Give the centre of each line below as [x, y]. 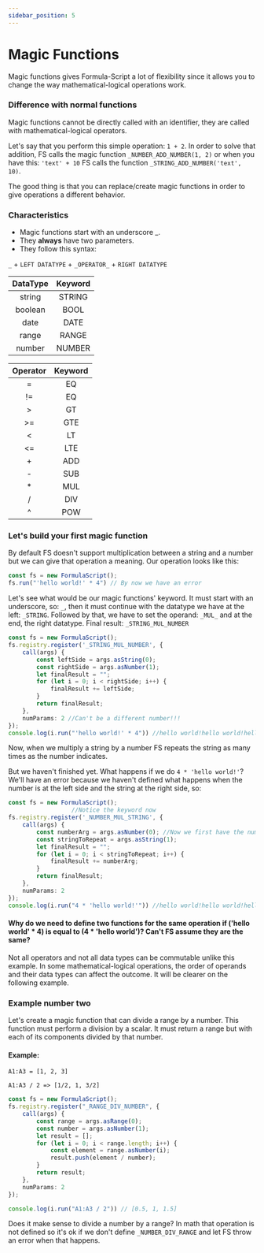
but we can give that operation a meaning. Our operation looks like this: [124, 561]
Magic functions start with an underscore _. [90, 232]
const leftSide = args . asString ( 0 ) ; [96, 660]
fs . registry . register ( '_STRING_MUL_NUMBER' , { [86, 645]
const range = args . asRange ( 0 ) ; [90, 1121]
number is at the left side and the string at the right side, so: [105, 788]
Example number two [50, 1003]
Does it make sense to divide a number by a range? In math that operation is [131, 1224]
